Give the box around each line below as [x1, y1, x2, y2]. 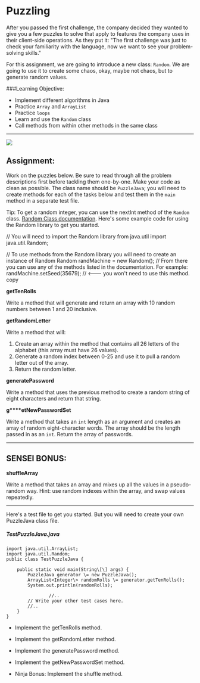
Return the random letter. [14, 365, 77, 372]
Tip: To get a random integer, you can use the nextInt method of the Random [6, 209, 190, 216]
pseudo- [170, 481, 192, 488]
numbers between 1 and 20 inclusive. [6, 305, 98, 312]
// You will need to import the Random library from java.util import [6, 232, 167, 240]
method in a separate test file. [6, 197, 80, 204]
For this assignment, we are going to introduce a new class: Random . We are [6, 61, 190, 68]
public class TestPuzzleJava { [6, 556, 84, 562]
